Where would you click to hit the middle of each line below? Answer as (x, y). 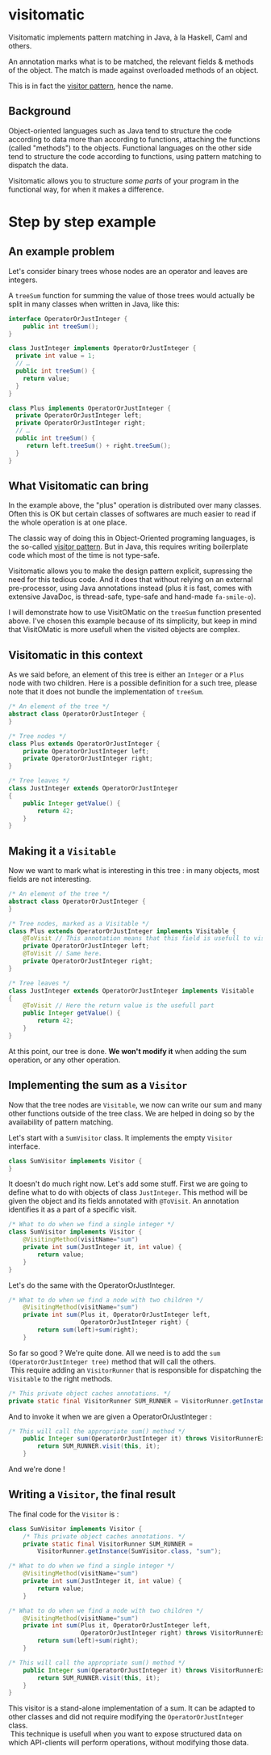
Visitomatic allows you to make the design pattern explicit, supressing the (130, 571)
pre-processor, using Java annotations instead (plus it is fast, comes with (130, 589)
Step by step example (82, 222)
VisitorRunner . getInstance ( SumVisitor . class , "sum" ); (129, 1551)
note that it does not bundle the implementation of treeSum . (106, 692)
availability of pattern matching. (61, 1122)
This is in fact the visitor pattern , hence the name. (91, 86)
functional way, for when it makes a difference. (86, 189)
